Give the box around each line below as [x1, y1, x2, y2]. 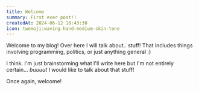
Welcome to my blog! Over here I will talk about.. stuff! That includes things [6, 42, 193, 49]
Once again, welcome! [6, 78, 62, 85]
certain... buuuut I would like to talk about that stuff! [6, 66, 134, 74]
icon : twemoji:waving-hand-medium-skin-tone [6, 25, 120, 32]
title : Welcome [6, 8, 45, 15]
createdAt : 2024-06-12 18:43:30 [6, 20, 87, 26]
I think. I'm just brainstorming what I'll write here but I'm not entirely [6, 60, 174, 67]
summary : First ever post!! [6, 14, 77, 20]
